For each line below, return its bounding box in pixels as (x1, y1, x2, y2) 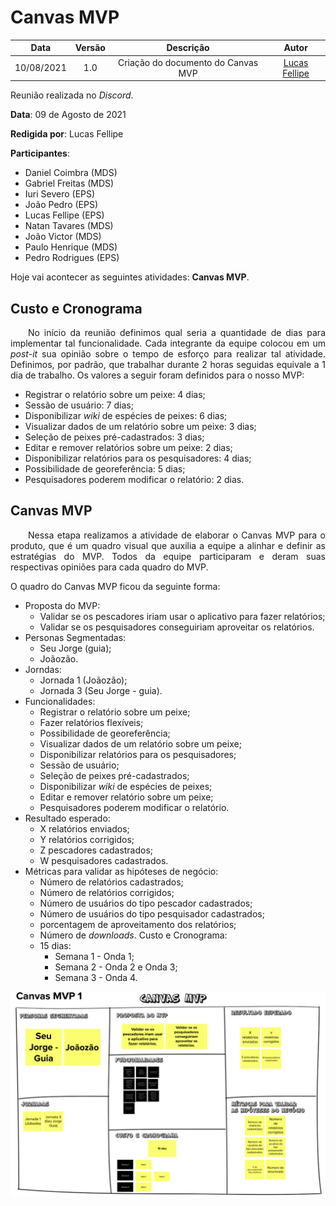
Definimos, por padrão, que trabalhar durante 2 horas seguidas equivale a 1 (10, 359, 326, 370)
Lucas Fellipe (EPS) (24, 209, 105, 221)
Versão (74, 42, 106, 54)
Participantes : (10, 147, 70, 160)
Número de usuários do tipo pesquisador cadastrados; (39, 907, 265, 920)
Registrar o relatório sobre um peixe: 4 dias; (24, 389, 206, 400)
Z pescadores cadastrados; (39, 844, 154, 856)
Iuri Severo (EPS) (24, 188, 96, 200)
